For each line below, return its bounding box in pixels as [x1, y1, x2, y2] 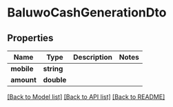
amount [10, 75, 37, 84]
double [43, 75, 67, 84]
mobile [10, 64, 34, 73]
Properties [7, 32, 54, 44]
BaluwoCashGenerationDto [7, 5, 167, 21]
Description [73, 53, 112, 62]
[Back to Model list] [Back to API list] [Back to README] [7, 93, 165, 101]
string [43, 64, 63, 73]
